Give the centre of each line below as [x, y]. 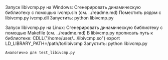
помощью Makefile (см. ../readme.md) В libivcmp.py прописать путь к [79, 33]
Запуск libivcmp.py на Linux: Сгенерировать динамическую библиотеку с [84, 27]
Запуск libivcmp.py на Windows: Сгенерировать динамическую [73, 7]
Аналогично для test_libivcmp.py [40, 52]
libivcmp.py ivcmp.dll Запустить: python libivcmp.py [59, 18]
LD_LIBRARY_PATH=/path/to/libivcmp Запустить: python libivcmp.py [76, 43]
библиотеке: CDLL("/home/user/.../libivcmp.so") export [63, 38]
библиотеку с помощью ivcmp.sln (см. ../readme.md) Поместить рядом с [83, 12]
